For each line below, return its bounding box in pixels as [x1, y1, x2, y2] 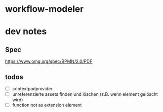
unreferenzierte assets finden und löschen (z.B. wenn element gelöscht [12, 91, 158, 97]
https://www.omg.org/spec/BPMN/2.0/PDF [5, 58, 93, 64]
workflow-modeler [5, 3, 84, 15]
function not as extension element [12, 102, 82, 108]
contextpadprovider [12, 86, 53, 91]
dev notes [5, 26, 47, 37]
